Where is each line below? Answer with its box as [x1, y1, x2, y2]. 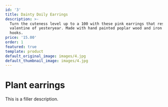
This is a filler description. [5, 96, 58, 102]
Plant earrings [5, 80, 65, 91]
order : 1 [5, 40, 23, 45]
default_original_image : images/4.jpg [5, 53, 86, 59]
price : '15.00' [5, 35, 37, 40]
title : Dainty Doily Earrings [5, 12, 68, 17]
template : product [5, 49, 43, 54]
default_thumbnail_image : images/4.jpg [5, 58, 88, 63]
